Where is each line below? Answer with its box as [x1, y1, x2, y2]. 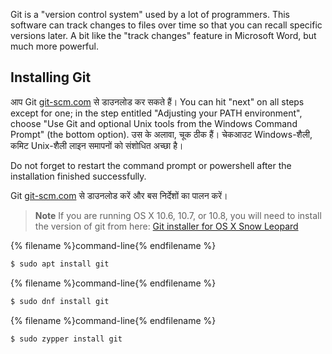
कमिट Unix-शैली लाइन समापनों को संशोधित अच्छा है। [10, 139, 184, 151]
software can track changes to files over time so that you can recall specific [10, 19, 323, 31]
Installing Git [10, 69, 92, 86]
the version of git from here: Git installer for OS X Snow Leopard [34, 220, 299, 232]
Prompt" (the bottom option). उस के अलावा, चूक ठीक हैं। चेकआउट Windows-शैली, [10, 128, 313, 140]
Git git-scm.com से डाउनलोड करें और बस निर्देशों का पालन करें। [10, 189, 228, 201]
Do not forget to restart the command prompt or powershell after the [10, 159, 292, 171]
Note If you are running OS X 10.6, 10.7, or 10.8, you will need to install [34, 209, 322, 221]
